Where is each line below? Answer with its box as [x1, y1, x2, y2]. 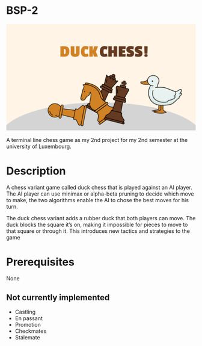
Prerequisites [6, 255, 75, 268]
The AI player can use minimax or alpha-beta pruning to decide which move [6, 190, 194, 197]
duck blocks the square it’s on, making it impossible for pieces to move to [6, 221, 188, 229]
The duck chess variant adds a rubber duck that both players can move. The [6, 215, 196, 222]
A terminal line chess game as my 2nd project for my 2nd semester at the [6, 137, 188, 144]
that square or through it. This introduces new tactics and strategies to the [6, 227, 191, 235]
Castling [14, 308, 36, 316]
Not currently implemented [6, 292, 110, 303]
